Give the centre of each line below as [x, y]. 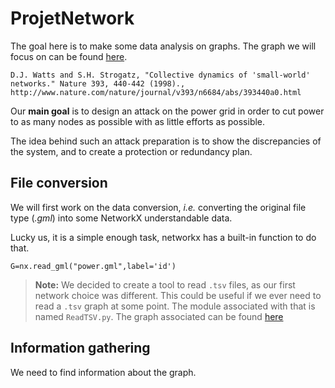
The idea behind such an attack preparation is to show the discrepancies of [166, 141]
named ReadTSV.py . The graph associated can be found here [159, 316]
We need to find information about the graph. [103, 372]
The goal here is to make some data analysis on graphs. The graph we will [163, 46]
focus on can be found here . [69, 56]
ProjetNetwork [72, 18]
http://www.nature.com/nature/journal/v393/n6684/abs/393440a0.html [156, 92]
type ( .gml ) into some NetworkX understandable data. [121, 218]
